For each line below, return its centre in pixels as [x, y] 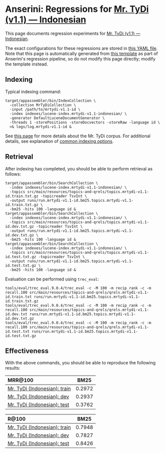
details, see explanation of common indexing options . [60, 141]
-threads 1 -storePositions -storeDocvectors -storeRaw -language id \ [85, 122]
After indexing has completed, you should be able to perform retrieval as [79, 169]
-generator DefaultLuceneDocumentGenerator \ [57, 118]
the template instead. [27, 64]
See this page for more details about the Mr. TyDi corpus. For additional [78, 136]
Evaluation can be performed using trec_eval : [52, 279]
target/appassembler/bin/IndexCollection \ [51, 101]
